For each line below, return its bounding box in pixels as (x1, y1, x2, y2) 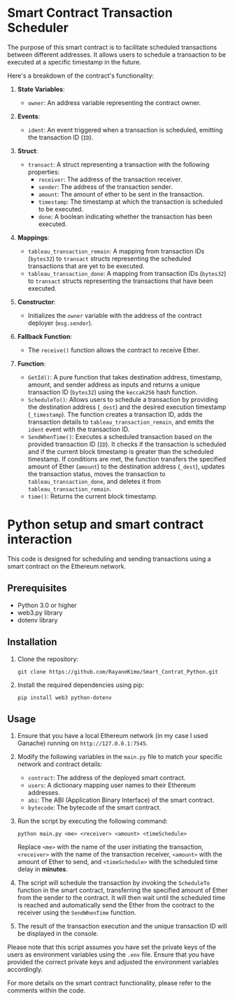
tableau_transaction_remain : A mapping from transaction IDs (27, 246, 205, 255)
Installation (7, 636, 57, 648)
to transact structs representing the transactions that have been (27, 277, 213, 285)
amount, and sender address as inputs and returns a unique (27, 380, 201, 389)
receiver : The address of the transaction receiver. (38, 175, 183, 183)
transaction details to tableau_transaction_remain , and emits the (27, 417, 215, 426)
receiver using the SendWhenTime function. (17, 908, 136, 917)
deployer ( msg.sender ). (27, 319, 93, 327)
